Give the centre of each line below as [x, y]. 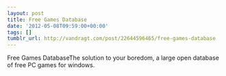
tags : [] [20, 32]
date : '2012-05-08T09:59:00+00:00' [58, 26]
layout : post [26, 13]
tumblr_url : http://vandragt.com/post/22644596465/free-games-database [111, 39]
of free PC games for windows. [51, 65]
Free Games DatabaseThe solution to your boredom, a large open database [113, 58]
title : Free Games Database [47, 20]
